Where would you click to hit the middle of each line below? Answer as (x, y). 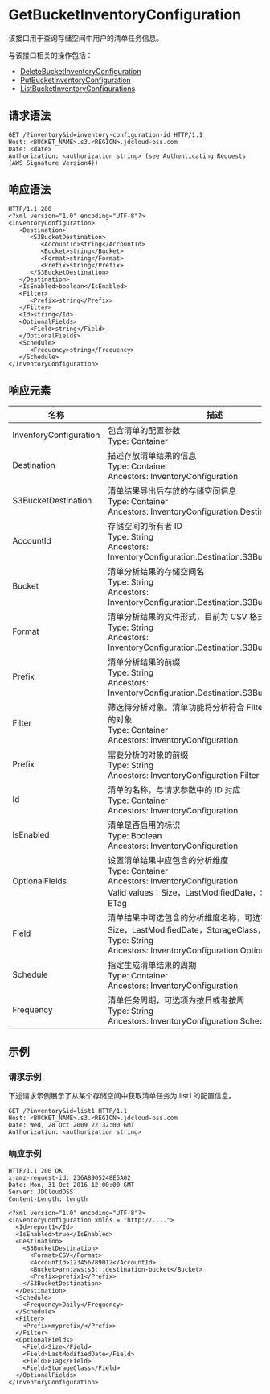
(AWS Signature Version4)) (53, 163)
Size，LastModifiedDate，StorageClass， (186, 930)
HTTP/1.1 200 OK (35, 1171)
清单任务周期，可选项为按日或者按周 (176, 1000)
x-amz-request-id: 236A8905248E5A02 (70, 1178)
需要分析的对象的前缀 (148, 755)
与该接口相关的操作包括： (51, 55)
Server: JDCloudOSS (41, 1192)
